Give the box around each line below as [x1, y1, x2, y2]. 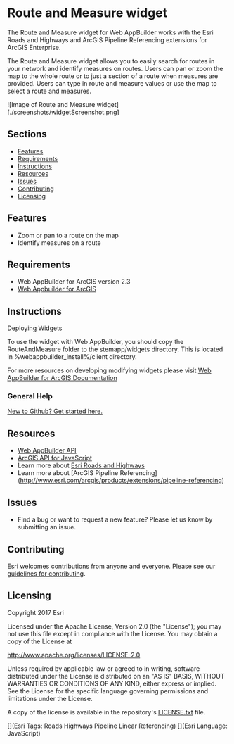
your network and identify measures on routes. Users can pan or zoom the [7, 64, 223, 72]
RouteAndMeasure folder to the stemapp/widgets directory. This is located [7, 345, 223, 353]
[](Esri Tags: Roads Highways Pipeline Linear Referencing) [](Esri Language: [7, 721, 228, 730]
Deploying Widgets [7, 324, 63, 332]
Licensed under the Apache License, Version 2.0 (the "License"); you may [7, 622, 222, 631]
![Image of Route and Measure [7, 100, 96, 108]
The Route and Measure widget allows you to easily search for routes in [7, 56, 215, 65]
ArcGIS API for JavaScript [17, 454, 93, 462]
